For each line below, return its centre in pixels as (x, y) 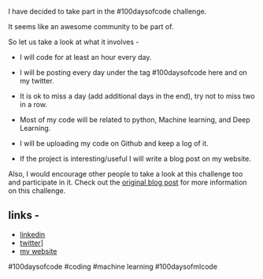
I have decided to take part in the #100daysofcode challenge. (107, 11)
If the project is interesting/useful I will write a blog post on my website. (135, 158)
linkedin (32, 234)
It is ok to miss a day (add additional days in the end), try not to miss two (137, 96)
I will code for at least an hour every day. (85, 57)
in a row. (33, 104)
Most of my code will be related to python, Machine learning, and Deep (135, 120)
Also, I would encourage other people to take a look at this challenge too (126, 174)
